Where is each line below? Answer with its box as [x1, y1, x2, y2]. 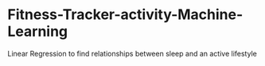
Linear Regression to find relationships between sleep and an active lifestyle [7, 49, 258, 58]
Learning [7, 22, 68, 41]
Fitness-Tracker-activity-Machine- [7, 6, 244, 24]
